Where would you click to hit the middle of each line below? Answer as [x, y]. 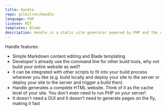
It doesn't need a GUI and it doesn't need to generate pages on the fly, [84, 98]
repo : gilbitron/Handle [30, 14]
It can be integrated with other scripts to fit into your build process [80, 72]
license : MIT [19, 23]
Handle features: [22, 47]
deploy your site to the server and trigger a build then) [67, 82]
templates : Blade [23, 28]
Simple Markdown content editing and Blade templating [69, 56]
